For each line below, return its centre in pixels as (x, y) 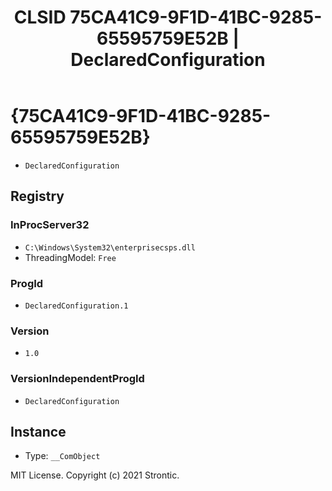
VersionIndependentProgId (77, 379)
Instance (38, 431)
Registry (37, 196)
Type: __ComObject (62, 456)
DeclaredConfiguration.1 (76, 306)
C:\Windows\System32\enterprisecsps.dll (110, 247)
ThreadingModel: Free (70, 257)
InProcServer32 (50, 225)
